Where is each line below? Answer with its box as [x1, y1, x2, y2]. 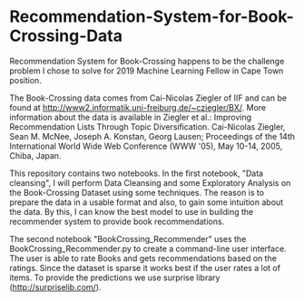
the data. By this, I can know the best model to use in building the [9, 206, 254, 217]
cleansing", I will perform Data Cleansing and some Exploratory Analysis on [9, 177, 291, 188]
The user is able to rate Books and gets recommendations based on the [9, 252, 277, 264]
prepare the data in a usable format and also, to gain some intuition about [9, 197, 284, 208]
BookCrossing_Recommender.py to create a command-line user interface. [9, 243, 288, 254]
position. [9, 74, 43, 85]
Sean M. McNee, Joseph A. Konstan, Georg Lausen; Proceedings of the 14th [9, 131, 295, 141]
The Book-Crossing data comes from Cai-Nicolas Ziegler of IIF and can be [9, 92, 288, 103]
